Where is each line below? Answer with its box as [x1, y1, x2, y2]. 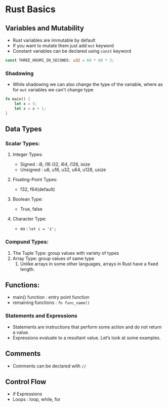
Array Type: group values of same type [12, 255, 95, 261]
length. [20, 266, 35, 272]
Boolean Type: [12, 196, 43, 202]
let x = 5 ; [14, 101, 37, 107]
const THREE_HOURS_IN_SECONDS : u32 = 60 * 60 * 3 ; [5, 58, 114, 63]
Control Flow [5, 377, 47, 386]
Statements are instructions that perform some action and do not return [12, 324, 162, 330]
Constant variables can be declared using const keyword [12, 48, 132, 54]
